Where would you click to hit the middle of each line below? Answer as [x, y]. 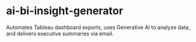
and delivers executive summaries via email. [60, 33]
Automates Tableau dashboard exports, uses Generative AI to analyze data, [98, 27]
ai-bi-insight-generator [65, 11]
